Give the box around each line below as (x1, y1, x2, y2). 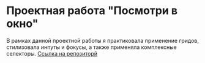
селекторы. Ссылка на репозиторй (6, 50, 98, 57)
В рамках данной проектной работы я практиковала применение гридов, (6, 37, 199, 44)
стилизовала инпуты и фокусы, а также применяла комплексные (6, 43, 177, 51)
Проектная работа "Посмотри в (6, 4, 178, 18)
